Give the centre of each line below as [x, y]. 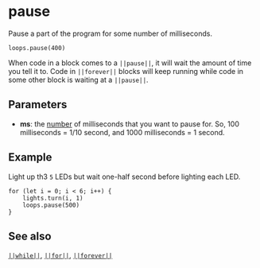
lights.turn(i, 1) [53, 198]
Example [30, 157]
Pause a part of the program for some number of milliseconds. [111, 33]
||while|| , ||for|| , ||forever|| [60, 255]
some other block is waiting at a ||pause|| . [78, 80]
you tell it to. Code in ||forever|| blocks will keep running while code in [126, 71]
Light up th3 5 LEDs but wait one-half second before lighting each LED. [124, 177]
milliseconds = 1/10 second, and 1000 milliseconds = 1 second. [122, 132]
